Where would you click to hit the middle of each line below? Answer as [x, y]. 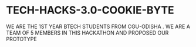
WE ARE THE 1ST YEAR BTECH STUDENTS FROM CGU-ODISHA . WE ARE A [98, 26]
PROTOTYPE [21, 39]
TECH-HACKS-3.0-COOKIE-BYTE [90, 10]
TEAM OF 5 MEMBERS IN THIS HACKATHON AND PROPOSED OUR [87, 32]
